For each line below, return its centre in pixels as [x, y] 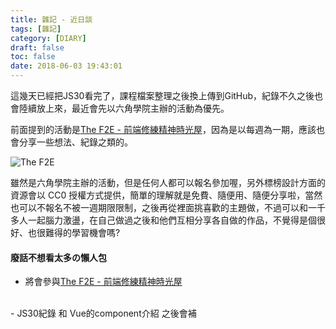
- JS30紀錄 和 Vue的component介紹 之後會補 [103, 313]
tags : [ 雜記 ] [36, 29]
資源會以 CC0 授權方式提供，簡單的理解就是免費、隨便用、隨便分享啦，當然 [166, 195]
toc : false [33, 57]
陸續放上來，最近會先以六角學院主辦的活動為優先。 [124, 108]
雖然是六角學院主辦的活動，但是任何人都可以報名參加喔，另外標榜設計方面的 [168, 182]
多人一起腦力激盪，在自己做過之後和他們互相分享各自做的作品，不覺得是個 [163, 220]
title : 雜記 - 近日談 [51, 19]
